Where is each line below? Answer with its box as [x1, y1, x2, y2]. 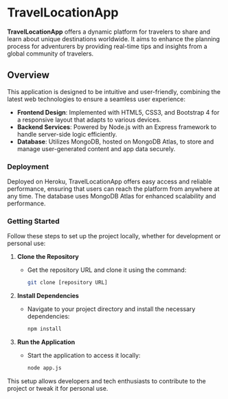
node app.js [27, 365, 62, 372]
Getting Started [7, 216, 60, 226]
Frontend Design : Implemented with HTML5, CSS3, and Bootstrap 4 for [16, 108, 220, 116]
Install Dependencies [16, 292, 79, 300]
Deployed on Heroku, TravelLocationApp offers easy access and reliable [7, 177, 212, 186]
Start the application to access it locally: [27, 352, 141, 360]
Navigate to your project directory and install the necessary [27, 305, 196, 313]
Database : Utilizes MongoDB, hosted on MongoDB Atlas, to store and [16, 137, 214, 146]
